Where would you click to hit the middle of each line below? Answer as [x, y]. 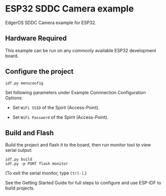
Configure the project [39, 71]
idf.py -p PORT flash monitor [37, 164]
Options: [14, 98]
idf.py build [19, 159]
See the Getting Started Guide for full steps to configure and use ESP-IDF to [83, 183]
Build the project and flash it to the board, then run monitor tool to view [78, 145]
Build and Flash [29, 133]
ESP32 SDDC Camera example [69, 9]
